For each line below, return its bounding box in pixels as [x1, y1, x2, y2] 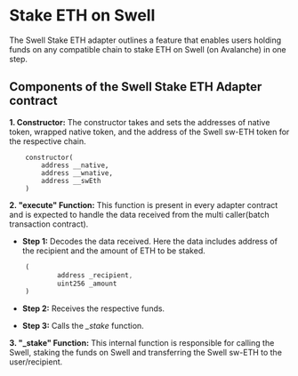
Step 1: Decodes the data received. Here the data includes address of [21, 236, 278, 246]
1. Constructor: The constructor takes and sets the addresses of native [9, 116, 270, 127]
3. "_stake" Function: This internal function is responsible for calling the [9, 338, 275, 348]
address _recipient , [56, 270, 133, 280]
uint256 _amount [56, 279, 117, 288]
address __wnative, [41, 168, 114, 178]
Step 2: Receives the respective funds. [21, 303, 165, 314]
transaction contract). [9, 219, 89, 229]
